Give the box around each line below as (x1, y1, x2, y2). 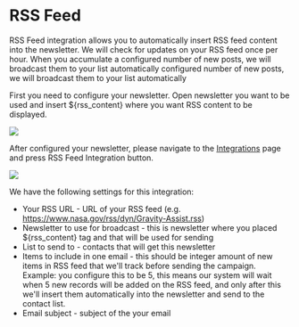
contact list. (21, 298, 66, 308)
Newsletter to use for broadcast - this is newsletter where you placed (21, 222, 278, 233)
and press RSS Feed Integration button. (9, 152, 154, 163)
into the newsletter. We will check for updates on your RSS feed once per (9, 44, 278, 54)
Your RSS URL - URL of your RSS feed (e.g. (21, 203, 181, 214)
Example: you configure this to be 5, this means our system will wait (21, 269, 272, 281)
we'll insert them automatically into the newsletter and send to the (21, 289, 265, 299)
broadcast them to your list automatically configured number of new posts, (9, 63, 285, 74)
